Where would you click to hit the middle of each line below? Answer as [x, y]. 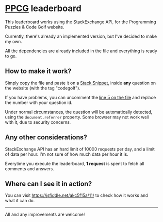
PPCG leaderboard [43, 8]
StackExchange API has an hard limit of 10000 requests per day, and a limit [80, 149]
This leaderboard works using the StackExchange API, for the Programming [81, 22]
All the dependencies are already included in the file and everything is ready [81, 51]
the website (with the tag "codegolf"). [43, 88]
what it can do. [20, 201]
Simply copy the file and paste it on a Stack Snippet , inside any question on [81, 83]
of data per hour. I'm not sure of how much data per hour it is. [67, 154]
